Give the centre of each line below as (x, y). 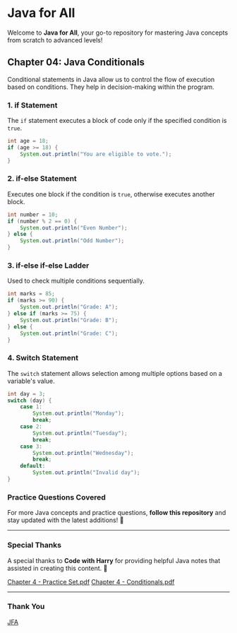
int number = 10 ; (33, 214)
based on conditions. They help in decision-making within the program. (111, 87)
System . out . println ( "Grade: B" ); (69, 320)
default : (33, 466)
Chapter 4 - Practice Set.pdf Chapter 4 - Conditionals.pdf (91, 581)
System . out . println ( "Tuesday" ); (80, 433)
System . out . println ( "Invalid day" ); (86, 473)
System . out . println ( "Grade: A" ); (69, 307)
